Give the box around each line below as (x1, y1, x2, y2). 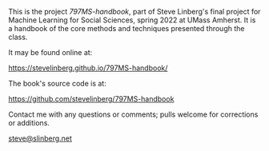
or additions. (8, 118, 50, 127)
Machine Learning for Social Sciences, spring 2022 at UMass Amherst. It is (8, 15, 256, 25)
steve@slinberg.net (8, 133, 72, 143)
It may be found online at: (8, 48, 93, 57)
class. (8, 32, 28, 42)
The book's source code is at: (8, 79, 106, 88)
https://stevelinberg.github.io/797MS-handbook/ (8, 63, 168, 73)
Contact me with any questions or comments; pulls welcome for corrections (8, 109, 259, 119)
